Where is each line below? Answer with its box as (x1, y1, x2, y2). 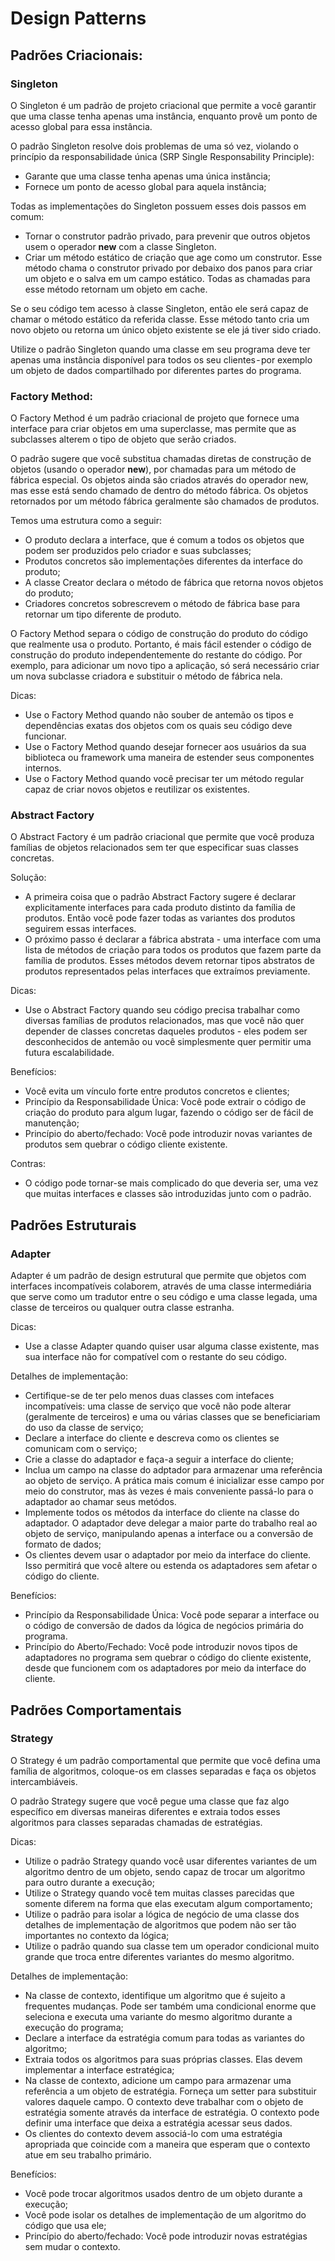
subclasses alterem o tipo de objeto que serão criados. (10, 433, 237, 446)
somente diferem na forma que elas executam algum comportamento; (24, 1897, 313, 1909)
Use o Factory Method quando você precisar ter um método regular (24, 773, 305, 785)
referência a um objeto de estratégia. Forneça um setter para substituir (24, 2085, 317, 2097)
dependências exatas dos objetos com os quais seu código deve (24, 720, 293, 732)
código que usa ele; (24, 2219, 107, 2231)
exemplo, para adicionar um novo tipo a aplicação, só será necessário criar (10, 660, 320, 672)
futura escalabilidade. (24, 1047, 115, 1059)
